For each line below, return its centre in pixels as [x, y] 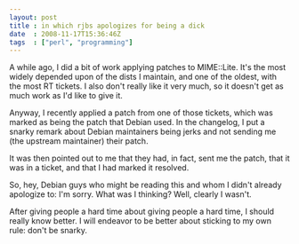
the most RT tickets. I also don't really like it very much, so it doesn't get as [146, 86]
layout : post [33, 17]
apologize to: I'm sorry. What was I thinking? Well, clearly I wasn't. [130, 194]
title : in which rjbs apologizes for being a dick [107, 26]
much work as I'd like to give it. [66, 96]
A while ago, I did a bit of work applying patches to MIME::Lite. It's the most [148, 67]
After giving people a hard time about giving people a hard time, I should [141, 212]
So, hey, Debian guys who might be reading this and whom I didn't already [145, 185]
